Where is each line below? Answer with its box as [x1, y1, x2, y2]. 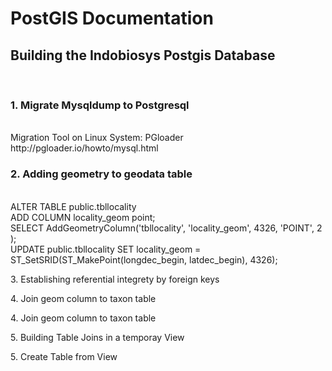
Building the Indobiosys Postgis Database [10, 47, 276, 64]
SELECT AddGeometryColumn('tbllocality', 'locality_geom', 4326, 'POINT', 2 [10, 222, 323, 234]
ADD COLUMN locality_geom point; [10, 211, 156, 223]
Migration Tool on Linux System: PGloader [10, 132, 184, 144]
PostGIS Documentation [10, 7, 214, 30]
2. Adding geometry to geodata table [10, 167, 193, 181]
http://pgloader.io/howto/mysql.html [10, 142, 159, 154]
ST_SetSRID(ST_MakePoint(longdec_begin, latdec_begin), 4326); [10, 253, 278, 266]
